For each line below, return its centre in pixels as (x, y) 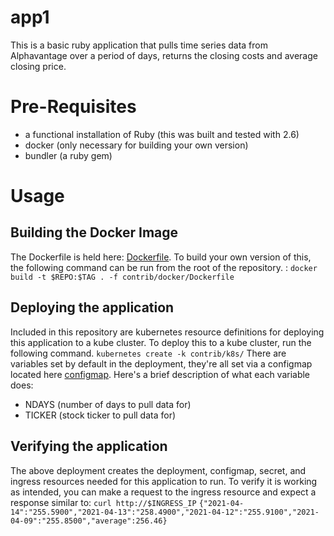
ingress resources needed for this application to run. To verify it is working (164, 481)
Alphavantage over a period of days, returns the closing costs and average (164, 55)
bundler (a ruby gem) (68, 155)
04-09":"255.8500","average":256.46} (89, 521)
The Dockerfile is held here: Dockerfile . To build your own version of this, (161, 257)
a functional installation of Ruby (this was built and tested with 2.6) (162, 134)
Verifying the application (89, 446)
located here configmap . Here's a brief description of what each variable (160, 374)
